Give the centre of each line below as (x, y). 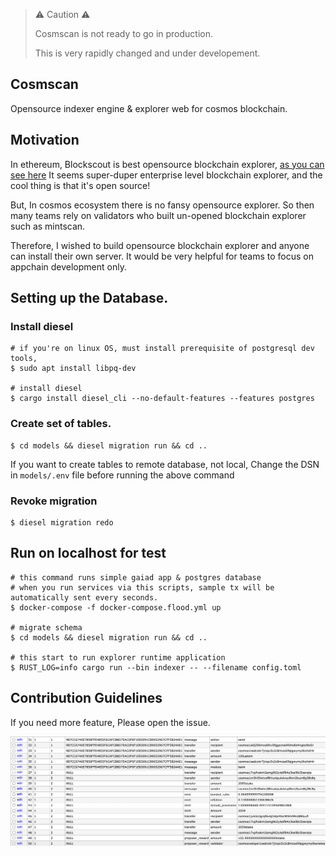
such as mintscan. (48, 226)
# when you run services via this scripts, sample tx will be (142, 587)
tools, (24, 359)
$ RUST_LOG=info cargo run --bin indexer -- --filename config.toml (156, 667)
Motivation (45, 140)
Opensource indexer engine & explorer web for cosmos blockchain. (149, 108)
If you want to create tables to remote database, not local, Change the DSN (165, 464)
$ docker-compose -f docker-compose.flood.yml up (116, 607)
